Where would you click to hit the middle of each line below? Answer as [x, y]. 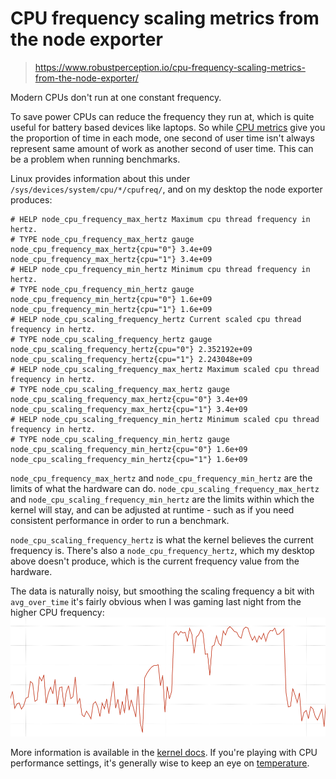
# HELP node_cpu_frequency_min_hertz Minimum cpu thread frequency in [160, 269]
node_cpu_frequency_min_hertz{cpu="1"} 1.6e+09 [111, 309]
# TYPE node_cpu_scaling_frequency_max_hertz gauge [120, 389]
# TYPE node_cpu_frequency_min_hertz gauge [102, 289]
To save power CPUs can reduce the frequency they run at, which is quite [162, 116]
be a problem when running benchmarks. [95, 159]
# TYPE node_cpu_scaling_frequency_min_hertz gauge [120, 439]
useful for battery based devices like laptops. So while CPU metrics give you [168, 127]
